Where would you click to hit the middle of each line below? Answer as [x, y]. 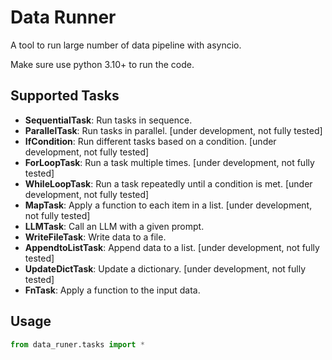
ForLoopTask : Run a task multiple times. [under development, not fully [169, 162]
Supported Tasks [65, 96]
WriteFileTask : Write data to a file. [95, 237]
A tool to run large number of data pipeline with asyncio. [126, 45]
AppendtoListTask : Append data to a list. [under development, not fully [172, 247]
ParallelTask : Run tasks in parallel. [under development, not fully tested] [173, 130]
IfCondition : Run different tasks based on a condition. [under [150, 141]
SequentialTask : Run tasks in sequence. [108, 120]
